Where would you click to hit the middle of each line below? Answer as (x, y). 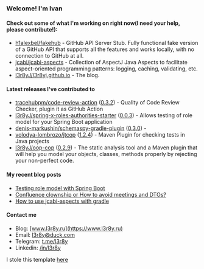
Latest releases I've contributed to (51, 89)
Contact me (21, 215)
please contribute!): (32, 29)
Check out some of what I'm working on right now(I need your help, (93, 23)
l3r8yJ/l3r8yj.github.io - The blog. (57, 75)
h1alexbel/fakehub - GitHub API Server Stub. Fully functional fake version (107, 43)
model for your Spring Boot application (64, 122)
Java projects (32, 141)
